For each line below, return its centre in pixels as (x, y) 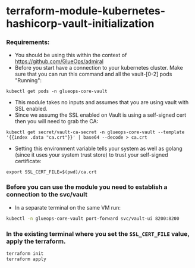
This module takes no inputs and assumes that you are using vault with (102, 102)
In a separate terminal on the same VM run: (67, 207)
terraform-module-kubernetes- (86, 11)
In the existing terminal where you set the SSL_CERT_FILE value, (98, 233)
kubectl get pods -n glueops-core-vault (57, 91)
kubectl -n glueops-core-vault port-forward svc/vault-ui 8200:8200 (93, 219)
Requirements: (28, 42)
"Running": (28, 80)
